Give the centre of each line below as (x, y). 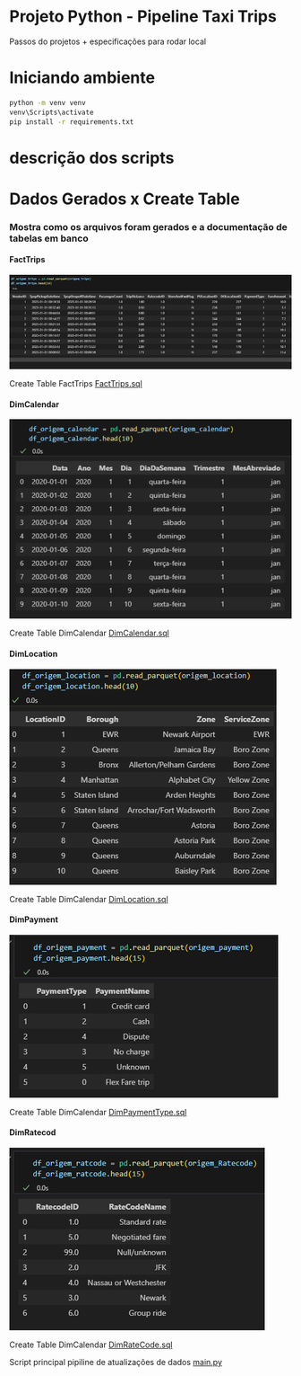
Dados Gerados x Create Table (125, 199)
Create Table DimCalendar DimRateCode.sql (91, 1345)
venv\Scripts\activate (52, 112)
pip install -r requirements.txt (72, 122)
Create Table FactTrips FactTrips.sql (76, 383)
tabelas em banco (49, 238)
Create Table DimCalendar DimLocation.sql (89, 899)
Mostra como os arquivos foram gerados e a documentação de (149, 226)
